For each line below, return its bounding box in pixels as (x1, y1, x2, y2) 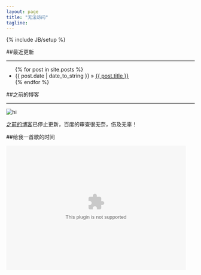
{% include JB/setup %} (6, 36, 66, 44)
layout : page (6, 8, 39, 15)
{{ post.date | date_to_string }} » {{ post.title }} (14, 72, 129, 79)
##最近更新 (6, 48, 34, 55)
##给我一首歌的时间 (6, 134, 55, 141)
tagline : (6, 20, 28, 26)
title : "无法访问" (6, 14, 49, 20)
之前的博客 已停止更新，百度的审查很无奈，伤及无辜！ (6, 120, 138, 128)
